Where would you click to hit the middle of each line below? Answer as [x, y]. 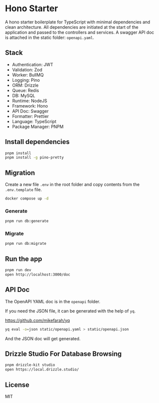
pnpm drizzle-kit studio [30, 365]
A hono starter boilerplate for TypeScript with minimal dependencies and [78, 22]
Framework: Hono [30, 106]
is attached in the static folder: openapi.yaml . [50, 37]
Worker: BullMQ [28, 75]
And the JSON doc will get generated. [43, 338]
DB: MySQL [24, 95]
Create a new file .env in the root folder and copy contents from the [72, 184]
